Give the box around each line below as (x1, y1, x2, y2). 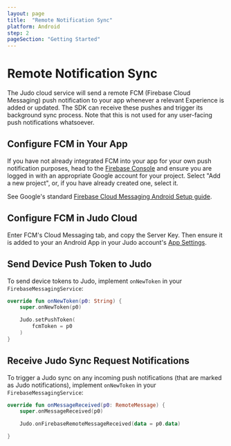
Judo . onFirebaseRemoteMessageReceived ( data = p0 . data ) (19, 420, 181, 427)
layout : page (7, 10, 45, 17)
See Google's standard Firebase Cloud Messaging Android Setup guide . (7, 192, 212, 200)
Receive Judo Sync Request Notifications (7, 355, 190, 367)
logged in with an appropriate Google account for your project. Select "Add (7, 171, 221, 180)
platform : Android (7, 23, 60, 30)
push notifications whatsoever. (7, 119, 95, 127)
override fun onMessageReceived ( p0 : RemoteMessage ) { (7, 402, 166, 409)
